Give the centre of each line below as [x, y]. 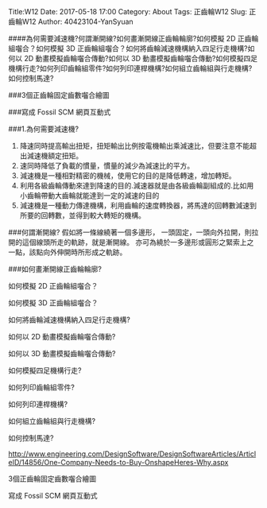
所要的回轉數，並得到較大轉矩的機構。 [82, 215]
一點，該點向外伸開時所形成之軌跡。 [68, 252]
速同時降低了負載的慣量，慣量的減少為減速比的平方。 [107, 166]
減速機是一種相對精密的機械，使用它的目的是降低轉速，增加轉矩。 [128, 176]
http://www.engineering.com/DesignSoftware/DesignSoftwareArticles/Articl [132, 454]
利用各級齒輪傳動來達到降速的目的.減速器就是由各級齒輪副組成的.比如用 [137, 186]
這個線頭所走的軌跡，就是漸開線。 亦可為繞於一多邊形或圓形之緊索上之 [138, 242]
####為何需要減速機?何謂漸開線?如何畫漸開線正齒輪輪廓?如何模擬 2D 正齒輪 [133, 39]
